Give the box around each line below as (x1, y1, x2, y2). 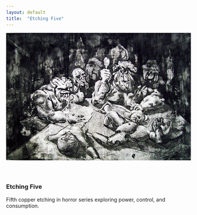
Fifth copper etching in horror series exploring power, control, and (6, 196, 165, 203)
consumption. (6, 202, 39, 209)
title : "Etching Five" (6, 15, 64, 22)
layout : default (6, 9, 46, 15)
